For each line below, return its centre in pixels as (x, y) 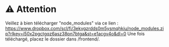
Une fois (136, 33)
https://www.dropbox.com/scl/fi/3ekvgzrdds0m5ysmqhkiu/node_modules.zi (84, 28)
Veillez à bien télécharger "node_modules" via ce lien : (62, 23)
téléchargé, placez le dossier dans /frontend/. (52, 39)
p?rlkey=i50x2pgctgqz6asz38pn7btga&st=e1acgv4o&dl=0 (66, 33)
